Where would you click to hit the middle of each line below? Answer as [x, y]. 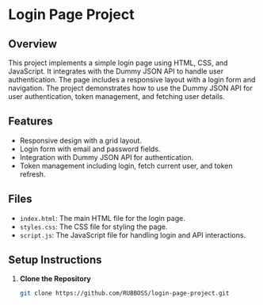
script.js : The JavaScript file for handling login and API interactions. [133, 234]
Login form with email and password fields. [90, 149]
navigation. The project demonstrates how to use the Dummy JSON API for [131, 88]
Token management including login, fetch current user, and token [126, 166]
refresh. [32, 174]
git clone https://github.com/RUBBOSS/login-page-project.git [124, 294]
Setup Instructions [55, 260]
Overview [33, 44]
